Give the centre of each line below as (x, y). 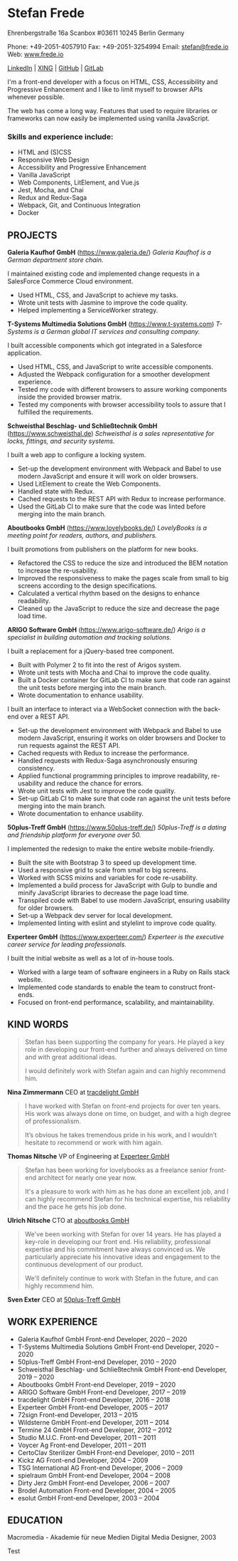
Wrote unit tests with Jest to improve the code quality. (97, 791)
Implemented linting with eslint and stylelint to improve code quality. (117, 923)
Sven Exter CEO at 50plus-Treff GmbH (64, 1299)
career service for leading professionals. (67, 944)
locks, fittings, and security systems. (61, 441)
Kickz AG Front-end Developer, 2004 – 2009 (83, 1460)
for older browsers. (46, 908)
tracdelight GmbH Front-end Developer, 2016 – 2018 (94, 1399)
